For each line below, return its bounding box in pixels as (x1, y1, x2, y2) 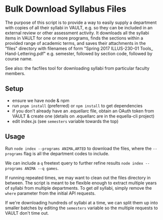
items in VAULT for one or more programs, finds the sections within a (5, 35, 144, 41)
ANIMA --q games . (24, 165, 59, 171)
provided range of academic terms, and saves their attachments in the (5, 40, 146, 46)
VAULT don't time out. (5, 210, 49, 216)
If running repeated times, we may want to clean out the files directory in (5, 175, 151, 180)
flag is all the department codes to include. (23, 150, 109, 157)
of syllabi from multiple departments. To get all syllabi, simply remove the (5, 185, 152, 191)
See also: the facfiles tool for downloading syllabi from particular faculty (5, 65, 150, 71)
